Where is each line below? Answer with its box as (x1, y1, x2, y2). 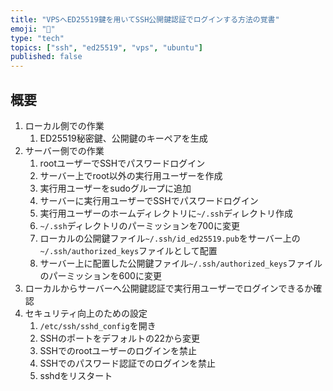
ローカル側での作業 (24, 119, 105, 131)
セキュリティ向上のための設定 (24, 307, 148, 319)
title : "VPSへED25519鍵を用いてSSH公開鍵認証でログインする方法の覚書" (10, 14, 280, 25)
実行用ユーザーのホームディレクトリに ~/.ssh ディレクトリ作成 (39, 207, 293, 219)
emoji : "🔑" (10, 24, 56, 34)
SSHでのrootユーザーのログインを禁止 (39, 344, 198, 356)
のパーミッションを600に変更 (39, 269, 162, 281)
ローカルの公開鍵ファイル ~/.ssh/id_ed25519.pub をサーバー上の (39, 232, 301, 244)
